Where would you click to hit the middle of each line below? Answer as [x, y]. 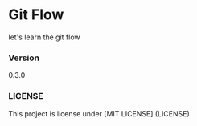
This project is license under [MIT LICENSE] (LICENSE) [99, 113]
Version [24, 58]
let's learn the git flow [44, 37]
